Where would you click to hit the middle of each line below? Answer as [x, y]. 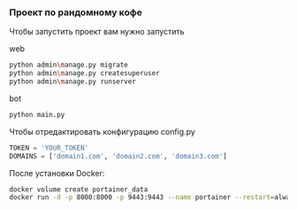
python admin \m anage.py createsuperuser [85, 74]
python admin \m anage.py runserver [73, 82]
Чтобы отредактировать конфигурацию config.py [103, 131]
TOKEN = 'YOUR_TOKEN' [49, 148]
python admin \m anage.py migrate [69, 65]
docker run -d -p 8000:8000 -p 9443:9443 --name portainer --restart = [142, 198]
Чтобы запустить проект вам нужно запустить [97, 32]
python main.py [37, 114]
